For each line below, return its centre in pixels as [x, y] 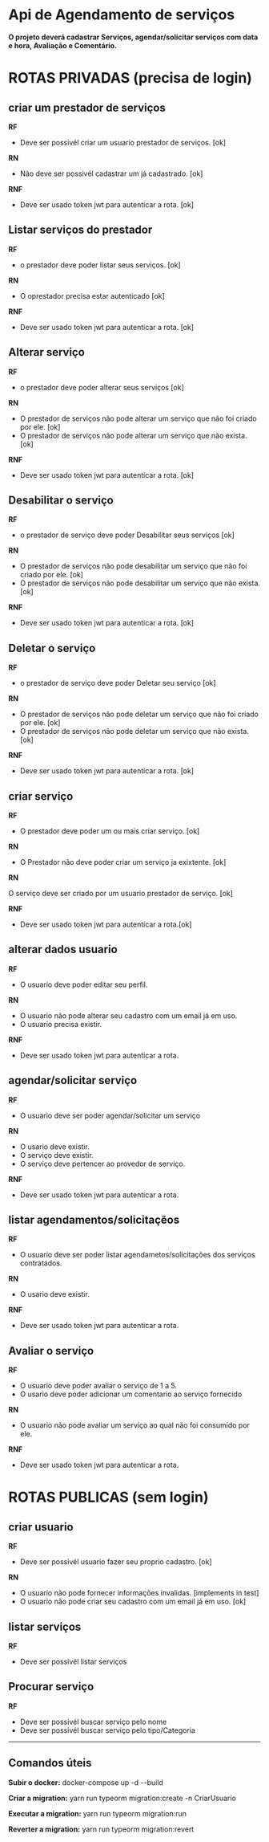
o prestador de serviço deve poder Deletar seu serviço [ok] [118, 683]
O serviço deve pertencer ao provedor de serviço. [102, 1163]
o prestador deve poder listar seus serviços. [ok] [100, 265]
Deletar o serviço [52, 648]
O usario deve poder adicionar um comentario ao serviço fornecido [131, 1394]
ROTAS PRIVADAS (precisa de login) [130, 78]
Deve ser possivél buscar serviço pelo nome [93, 1722]
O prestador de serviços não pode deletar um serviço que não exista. [134, 732]
